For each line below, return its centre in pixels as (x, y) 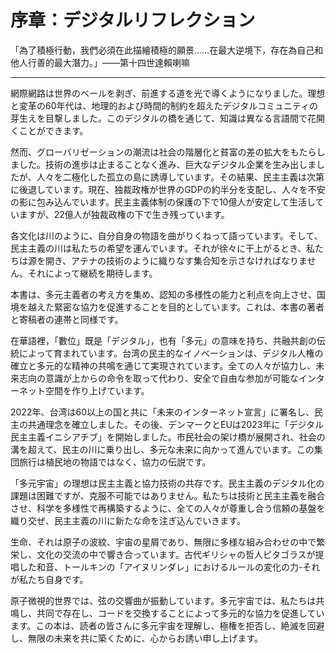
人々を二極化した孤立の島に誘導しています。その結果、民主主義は (171, 177)
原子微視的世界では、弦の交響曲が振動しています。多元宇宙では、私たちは (163, 600)
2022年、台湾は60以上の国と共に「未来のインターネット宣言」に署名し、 (162, 412)
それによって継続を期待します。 (92, 273)
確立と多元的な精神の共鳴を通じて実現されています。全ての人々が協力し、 (163, 365)
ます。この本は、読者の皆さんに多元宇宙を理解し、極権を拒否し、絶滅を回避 (167, 625)
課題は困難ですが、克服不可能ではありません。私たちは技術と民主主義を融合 (168, 495)
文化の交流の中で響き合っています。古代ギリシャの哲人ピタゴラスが (176, 554)
